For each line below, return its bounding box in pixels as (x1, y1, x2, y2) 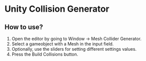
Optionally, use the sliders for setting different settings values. (11, 46, 137, 52)
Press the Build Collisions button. (11, 51, 79, 57)
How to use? (4, 23, 43, 31)
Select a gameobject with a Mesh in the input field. (11, 41, 114, 47)
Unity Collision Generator (4, 3, 109, 15)
